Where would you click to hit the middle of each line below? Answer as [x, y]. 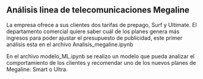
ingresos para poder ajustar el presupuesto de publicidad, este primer [94, 38]
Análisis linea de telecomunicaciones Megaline [98, 10]
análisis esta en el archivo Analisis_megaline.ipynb [70, 44]
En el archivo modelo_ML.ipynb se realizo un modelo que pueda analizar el [100, 56]
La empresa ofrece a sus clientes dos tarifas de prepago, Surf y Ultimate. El [102, 24]
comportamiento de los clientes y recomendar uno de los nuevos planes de [101, 62]
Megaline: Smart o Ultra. [37, 69]
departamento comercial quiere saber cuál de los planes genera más [93, 31]
